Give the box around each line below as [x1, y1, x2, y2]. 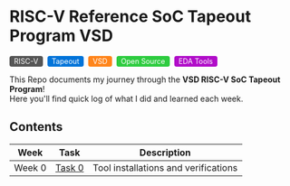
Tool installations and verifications [92, 161, 238, 173]
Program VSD [9, 25, 113, 46]
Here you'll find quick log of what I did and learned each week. [9, 93, 244, 104]
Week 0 [14, 161, 47, 173]
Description [139, 146, 192, 159]
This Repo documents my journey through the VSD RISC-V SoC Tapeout [9, 74, 281, 85]
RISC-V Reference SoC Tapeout [9, 6, 252, 27]
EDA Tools [178, 56, 213, 66]
